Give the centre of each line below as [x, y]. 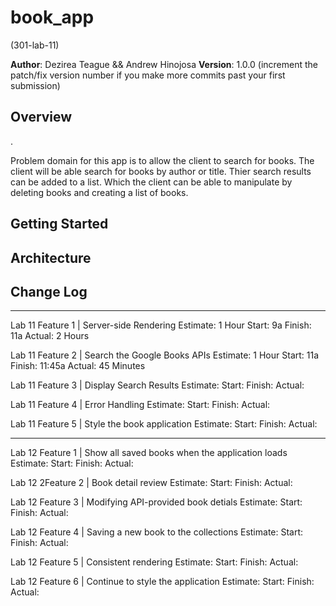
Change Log [49, 291]
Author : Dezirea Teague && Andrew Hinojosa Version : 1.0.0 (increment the [164, 64]
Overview [41, 117]
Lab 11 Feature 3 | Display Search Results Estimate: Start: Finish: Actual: [157, 385]
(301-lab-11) [35, 45]
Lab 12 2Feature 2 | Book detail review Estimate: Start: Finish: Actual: [151, 483]
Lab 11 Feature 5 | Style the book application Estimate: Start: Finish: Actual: [164, 424]
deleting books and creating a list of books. [99, 192]
